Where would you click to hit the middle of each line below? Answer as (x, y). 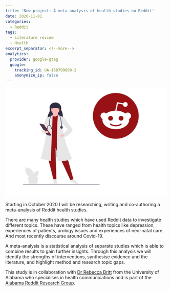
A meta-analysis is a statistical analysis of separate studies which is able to (84, 246)
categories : (18, 21)
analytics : (17, 54)
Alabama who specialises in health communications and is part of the (79, 277)
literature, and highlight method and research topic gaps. (65, 262)
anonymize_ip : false (36, 76)
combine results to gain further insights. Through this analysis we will (79, 251)
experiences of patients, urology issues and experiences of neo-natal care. (84, 230)
